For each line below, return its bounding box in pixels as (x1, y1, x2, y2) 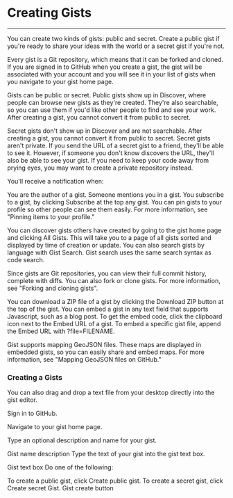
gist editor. (7, 396, 38, 404)
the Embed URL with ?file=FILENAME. (7, 327, 116, 335)
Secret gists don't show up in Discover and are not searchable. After (7, 127, 202, 135)
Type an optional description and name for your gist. (7, 436, 157, 444)
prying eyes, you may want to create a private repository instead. (7, 163, 193, 172)
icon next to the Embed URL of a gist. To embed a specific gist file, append (7, 319, 221, 328)
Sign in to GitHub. (7, 409, 58, 418)
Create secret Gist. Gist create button (7, 484, 114, 492)
